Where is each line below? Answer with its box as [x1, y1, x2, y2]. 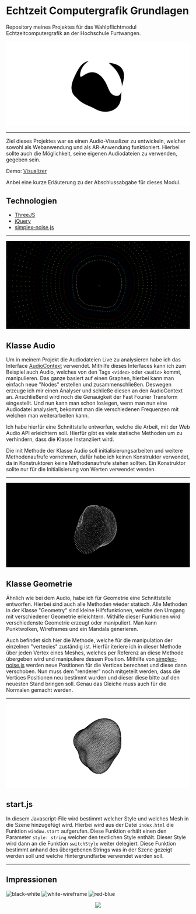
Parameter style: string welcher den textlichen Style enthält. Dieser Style [6, 833, 187, 840]
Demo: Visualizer [6, 168, 47, 175]
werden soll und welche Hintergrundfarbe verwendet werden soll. [6, 852, 164, 859]
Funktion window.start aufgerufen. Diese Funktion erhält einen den [6, 827, 167, 834]
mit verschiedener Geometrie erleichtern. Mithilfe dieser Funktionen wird [6, 613, 181, 620]
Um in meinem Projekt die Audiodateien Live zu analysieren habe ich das [6, 356, 181, 363]
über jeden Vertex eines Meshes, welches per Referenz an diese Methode [6, 649, 184, 656]
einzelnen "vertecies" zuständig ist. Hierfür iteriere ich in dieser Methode [6, 643, 182, 650]
